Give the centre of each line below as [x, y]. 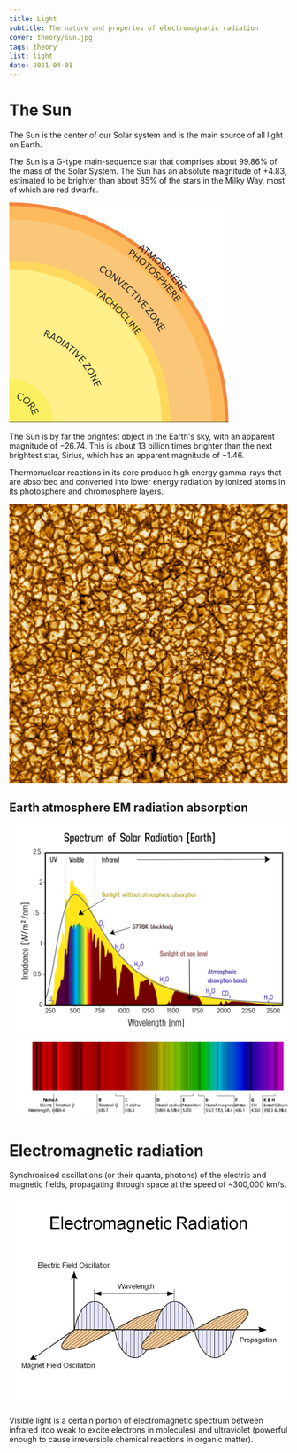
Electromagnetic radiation [107, 1150]
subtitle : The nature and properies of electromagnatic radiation [134, 28]
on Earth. [26, 144]
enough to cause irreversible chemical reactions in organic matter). [131, 1440]
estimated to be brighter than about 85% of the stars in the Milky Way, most [147, 180]
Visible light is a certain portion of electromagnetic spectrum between [136, 1421]
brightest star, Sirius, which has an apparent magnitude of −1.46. [127, 455]
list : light [31, 56]
